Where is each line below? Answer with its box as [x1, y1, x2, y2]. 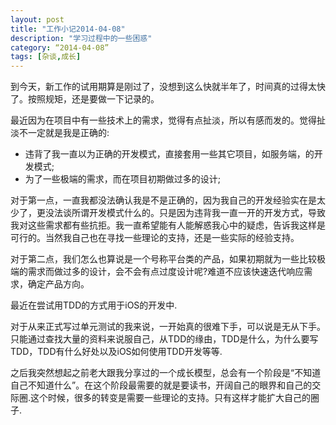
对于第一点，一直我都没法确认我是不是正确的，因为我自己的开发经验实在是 [10, 194, 317, 206]
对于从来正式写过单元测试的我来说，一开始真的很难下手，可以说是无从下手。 [10, 321, 326, 333]
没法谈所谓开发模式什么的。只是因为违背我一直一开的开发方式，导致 [44, 207, 326, 219]
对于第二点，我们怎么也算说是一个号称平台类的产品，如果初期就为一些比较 [10, 253, 317, 265]
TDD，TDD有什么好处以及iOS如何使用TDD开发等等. [10, 346, 223, 358]
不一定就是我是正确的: [18, 127, 110, 139]
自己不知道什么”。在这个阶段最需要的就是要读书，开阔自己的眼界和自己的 [10, 379, 313, 391]
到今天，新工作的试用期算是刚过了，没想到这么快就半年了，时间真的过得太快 [10, 81, 326, 93]
